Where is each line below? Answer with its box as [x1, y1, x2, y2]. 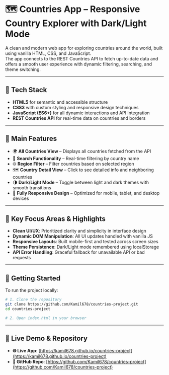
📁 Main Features [5, 134, 57, 143]
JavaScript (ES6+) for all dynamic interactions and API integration [12, 110, 150, 116]
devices [12, 195, 29, 201]
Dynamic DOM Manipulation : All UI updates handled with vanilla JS [12, 233, 153, 239]
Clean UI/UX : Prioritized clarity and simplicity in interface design [12, 228, 147, 234]
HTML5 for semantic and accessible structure [12, 99, 108, 105]
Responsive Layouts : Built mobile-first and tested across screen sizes [12, 239, 158, 245]
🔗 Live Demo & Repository [5, 334, 88, 343]
